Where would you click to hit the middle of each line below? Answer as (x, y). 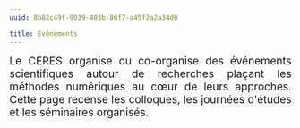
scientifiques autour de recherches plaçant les (150, 73)
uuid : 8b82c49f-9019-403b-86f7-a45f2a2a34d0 (94, 17)
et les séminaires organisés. (79, 112)
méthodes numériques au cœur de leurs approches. (150, 87)
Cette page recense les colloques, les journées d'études (150, 99)
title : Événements (43, 34)
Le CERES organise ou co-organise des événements (150, 61)
